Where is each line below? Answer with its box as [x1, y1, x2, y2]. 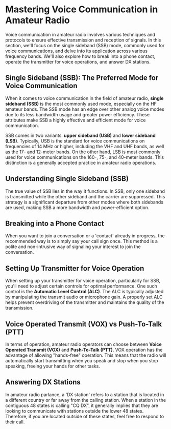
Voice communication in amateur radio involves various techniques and [5, 31, 156, 37]
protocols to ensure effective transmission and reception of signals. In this [5, 37, 161, 43]
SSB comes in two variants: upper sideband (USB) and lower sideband [5, 132, 156, 138]
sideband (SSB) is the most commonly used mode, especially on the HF [5, 100, 157, 107]
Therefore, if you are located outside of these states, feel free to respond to [5, 413, 164, 419]
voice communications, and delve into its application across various [5, 48, 148, 54]
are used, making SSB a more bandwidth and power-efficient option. [5, 204, 150, 211]
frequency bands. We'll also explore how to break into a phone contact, [5, 53, 156, 59]
